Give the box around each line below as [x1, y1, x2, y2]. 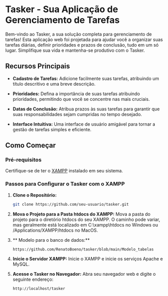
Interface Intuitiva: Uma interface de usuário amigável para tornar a [12, 121, 156, 127]
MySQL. [12, 261, 30, 267]
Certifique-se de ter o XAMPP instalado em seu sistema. [5, 168, 123, 174]
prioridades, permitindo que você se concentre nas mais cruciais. [12, 96, 150, 102]
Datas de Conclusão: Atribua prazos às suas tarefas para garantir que [12, 105, 160, 112]
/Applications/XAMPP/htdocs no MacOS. [12, 227, 98, 233]
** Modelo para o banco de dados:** [12, 237, 90, 243]
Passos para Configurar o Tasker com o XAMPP [5, 180, 125, 188]
